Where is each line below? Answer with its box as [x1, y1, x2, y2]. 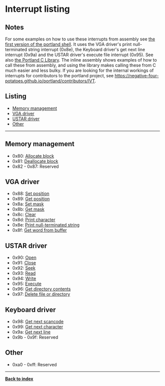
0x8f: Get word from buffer [12, 227, 67, 233]
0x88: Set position [12, 191, 50, 196]
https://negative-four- [114, 73, 159, 78]
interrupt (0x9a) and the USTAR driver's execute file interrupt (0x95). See [5, 52, 154, 58]
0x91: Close [12, 260, 36, 266]
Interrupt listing [5, 3, 70, 15]
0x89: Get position [12, 196, 50, 202]
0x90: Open [12, 255, 37, 260]
